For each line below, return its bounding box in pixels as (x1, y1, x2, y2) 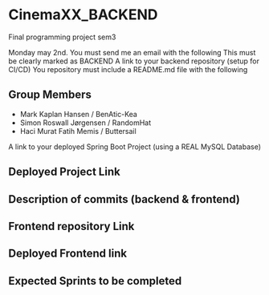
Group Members (8, 88, 92, 102)
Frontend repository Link (8, 219, 135, 233)
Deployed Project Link (8, 165, 120, 179)
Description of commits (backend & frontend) (8, 192, 241, 206)
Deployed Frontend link (8, 247, 127, 261)
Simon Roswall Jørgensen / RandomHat (19, 118, 151, 127)
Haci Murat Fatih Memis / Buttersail (19, 126, 137, 135)
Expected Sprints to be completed (8, 274, 182, 288)
